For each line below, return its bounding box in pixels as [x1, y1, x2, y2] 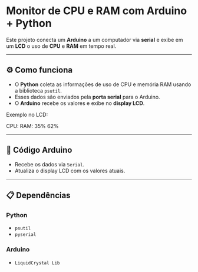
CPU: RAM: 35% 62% [6, 122, 59, 129]
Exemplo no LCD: [6, 111, 48, 118]
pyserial [14, 232, 37, 238]
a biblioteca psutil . [14, 87, 62, 94]
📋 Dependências [6, 190, 71, 200]
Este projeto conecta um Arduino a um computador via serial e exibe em [6, 36, 184, 43]
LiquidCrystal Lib [14, 260, 60, 266]
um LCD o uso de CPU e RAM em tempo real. [6, 42, 117, 50]
